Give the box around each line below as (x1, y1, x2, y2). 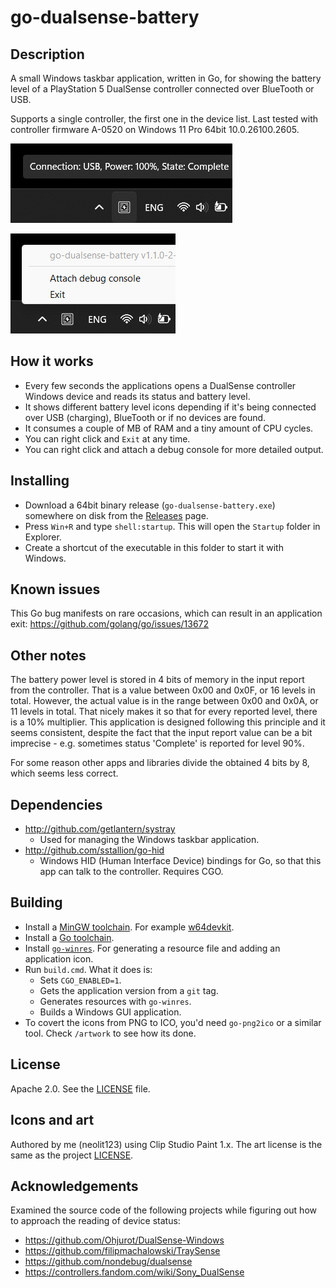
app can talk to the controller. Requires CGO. (39, 866, 224, 878)
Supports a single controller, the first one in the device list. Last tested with (10, 113, 319, 125)
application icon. (24, 952, 94, 965)
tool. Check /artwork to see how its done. (24, 1027, 197, 1039)
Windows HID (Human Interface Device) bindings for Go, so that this (39, 855, 322, 867)
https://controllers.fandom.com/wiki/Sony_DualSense (24, 1266, 245, 1278)
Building (10, 894, 63, 911)
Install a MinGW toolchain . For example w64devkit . (24, 921, 235, 933)
